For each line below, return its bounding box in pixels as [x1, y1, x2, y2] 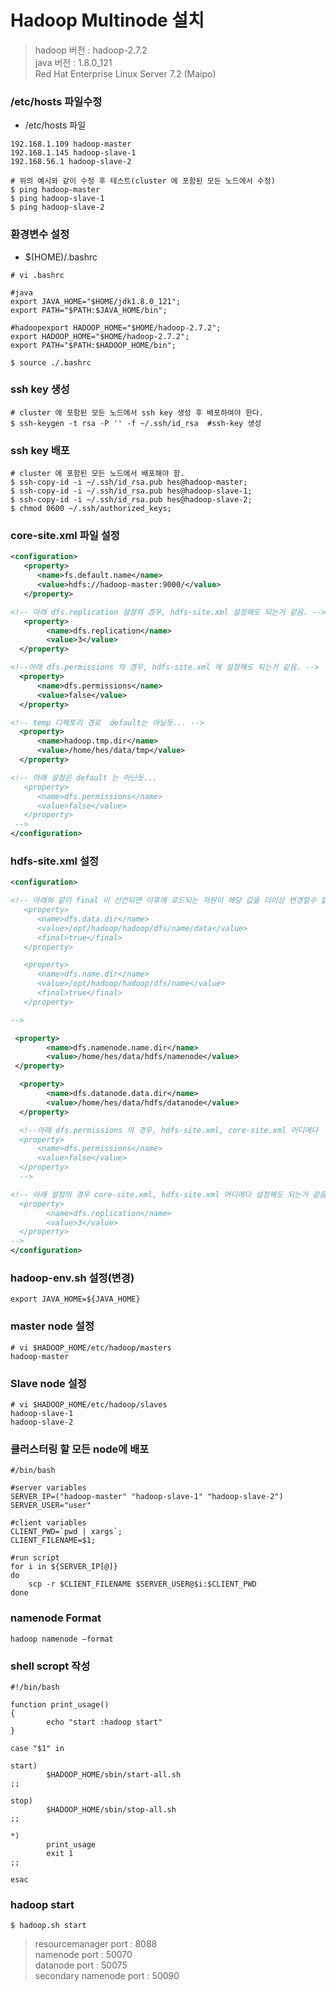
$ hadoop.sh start [10, 1921, 87, 1931]
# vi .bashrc [10, 270, 65, 280]
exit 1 [46, 1848, 74, 1858]
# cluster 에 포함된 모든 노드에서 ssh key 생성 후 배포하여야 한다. [10, 407, 264, 418]
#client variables [10, 1518, 87, 1528]
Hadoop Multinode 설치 [10, 9, 205, 32]
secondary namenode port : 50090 [34, 1970, 180, 1982]
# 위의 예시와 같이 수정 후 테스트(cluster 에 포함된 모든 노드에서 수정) [10, 176, 276, 186]
